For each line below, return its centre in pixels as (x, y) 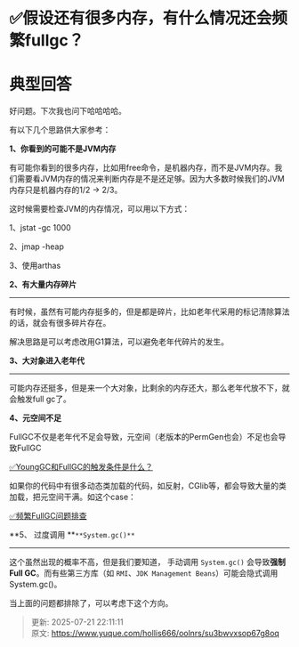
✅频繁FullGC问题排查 (48, 516)
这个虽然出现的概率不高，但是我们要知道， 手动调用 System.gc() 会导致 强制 (148, 562)
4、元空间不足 (36, 418)
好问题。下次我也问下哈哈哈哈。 (68, 111)
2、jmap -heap (37, 247)
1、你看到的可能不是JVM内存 (63, 149)
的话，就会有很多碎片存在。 (60, 323)
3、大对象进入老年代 (47, 360)
